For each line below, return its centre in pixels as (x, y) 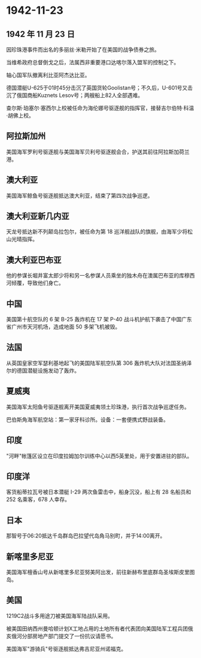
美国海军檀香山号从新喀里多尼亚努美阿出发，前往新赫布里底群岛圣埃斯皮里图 (100, 572)
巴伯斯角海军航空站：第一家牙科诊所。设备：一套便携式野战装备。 (87, 419)
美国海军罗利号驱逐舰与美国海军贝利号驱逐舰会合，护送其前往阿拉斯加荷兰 (98, 152)
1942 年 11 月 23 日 (40, 34)
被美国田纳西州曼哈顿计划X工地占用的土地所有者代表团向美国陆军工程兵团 (97, 628)
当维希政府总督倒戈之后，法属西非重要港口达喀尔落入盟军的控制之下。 (93, 62)
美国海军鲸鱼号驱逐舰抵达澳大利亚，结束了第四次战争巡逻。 (80, 195)
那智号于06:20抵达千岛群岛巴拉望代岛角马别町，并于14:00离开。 (86, 536)
